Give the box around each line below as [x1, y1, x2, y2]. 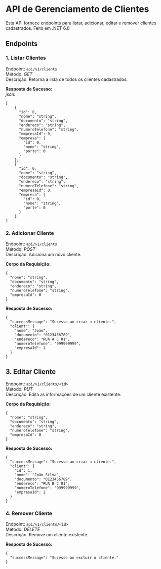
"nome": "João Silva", [14, 472, 61, 477]
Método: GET [5, 71, 33, 77]
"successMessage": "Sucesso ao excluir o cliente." [10, 555, 119, 561]
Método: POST [5, 246, 36, 252]
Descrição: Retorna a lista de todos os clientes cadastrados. [5, 76, 128, 82]
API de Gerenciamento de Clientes [5, 3, 150, 15]
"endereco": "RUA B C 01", [14, 481, 70, 486]
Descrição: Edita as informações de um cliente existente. [5, 391, 121, 397]
